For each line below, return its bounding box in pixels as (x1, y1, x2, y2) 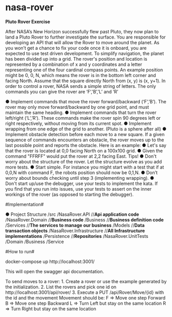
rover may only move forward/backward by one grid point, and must (5, 104, 149, 110)
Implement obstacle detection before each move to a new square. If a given (5, 131, 165, 137)
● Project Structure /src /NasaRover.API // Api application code (5, 211, 139, 217)
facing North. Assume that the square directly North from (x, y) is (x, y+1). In (5, 78, 166, 84)
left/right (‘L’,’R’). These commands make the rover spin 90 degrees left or (5, 115, 161, 121)
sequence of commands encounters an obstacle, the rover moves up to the (5, 137, 164, 143)
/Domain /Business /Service (5, 238, 64, 245)
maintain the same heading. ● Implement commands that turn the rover (5, 109, 157, 116)
